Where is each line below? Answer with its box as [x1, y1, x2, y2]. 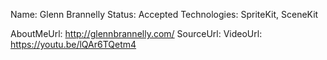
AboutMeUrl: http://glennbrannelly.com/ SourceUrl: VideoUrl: [10, 28, 263, 39]
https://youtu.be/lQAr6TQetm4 [10, 39, 137, 50]
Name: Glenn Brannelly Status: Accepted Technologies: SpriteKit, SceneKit [10, 9, 319, 20]
